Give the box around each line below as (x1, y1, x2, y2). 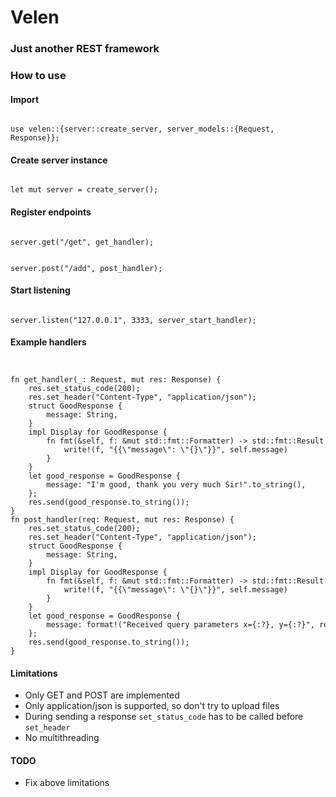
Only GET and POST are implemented (24, 689, 180, 701)
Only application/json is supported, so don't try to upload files (24, 700, 280, 712)
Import (10, 93, 40, 105)
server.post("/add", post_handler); (10, 263, 163, 273)
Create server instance (10, 154, 108, 166)
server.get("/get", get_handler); (10, 237, 155, 247)
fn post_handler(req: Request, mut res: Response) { (10, 514, 235, 525)
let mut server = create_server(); (10, 185, 159, 195)
